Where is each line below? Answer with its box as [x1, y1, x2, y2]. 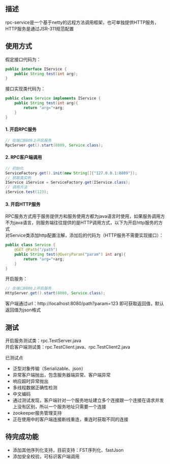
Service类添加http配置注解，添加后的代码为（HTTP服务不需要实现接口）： [9, 233, 164, 239]
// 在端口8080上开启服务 [5, 286, 52, 291]
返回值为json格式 [5, 307, 41, 313]
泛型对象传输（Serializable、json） [12, 366, 86, 372]
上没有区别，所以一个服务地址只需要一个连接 [12, 404, 107, 410]
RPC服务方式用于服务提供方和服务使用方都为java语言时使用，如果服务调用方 [5, 213, 165, 219]
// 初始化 [5, 165, 24, 171]
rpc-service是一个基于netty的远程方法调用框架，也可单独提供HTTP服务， [5, 19, 159, 25]
